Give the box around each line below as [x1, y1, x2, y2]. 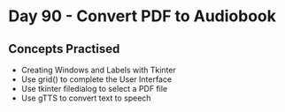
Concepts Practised [8, 41, 120, 56]
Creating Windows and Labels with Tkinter [20, 64, 176, 75]
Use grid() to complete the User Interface [20, 74, 173, 85]
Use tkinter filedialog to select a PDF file [20, 84, 168, 93]
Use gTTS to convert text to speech [20, 93, 151, 103]
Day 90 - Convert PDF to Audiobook [8, 6, 276, 26]
